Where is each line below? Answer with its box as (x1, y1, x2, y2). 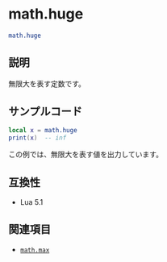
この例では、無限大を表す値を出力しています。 (8, 150, 164, 160)
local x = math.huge (8, 127, 78, 135)
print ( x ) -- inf (8, 134, 67, 142)
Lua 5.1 (19, 198, 44, 206)
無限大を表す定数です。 (8, 78, 86, 89)
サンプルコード (8, 105, 82, 119)
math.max (19, 246, 50, 254)
